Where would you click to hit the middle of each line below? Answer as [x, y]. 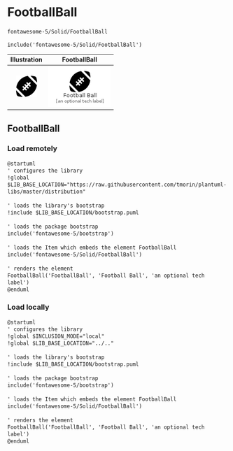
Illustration [27, 59]
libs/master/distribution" [47, 192]
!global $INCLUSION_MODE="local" [56, 336]
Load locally [28, 307]
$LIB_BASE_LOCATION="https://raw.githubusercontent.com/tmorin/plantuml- [117, 185]
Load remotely [33, 148]
